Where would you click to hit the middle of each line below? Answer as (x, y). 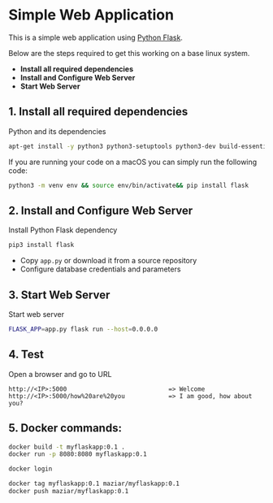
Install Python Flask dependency (63, 230)
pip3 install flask (41, 245)
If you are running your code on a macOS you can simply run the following (133, 162)
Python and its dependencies (57, 131)
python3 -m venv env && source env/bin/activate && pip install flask (129, 185)
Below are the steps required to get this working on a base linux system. (129, 53)
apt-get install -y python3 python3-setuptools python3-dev (113, 146)
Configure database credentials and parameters (100, 269)
